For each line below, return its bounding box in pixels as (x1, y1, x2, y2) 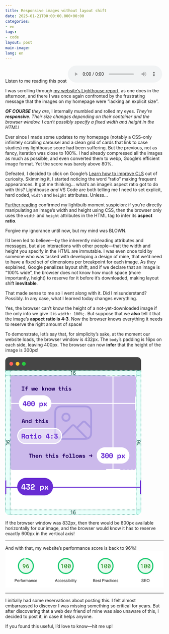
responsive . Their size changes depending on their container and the (5, 113, 150, 120)
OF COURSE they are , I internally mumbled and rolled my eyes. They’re (5, 108, 152, 114)
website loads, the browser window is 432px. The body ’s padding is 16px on (5, 336, 162, 342)
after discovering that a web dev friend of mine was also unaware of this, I (5, 608, 159, 614)
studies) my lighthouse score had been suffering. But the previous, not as (5, 144, 157, 151)
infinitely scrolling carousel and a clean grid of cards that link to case (5, 139, 148, 145)
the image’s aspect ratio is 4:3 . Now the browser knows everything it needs (5, 316, 162, 322)
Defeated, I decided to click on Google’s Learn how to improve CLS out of (5, 170, 157, 177)
